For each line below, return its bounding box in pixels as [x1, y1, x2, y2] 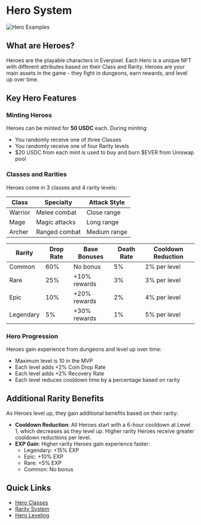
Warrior [9, 208, 31, 216]
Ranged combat [35, 227, 81, 236]
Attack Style [89, 198, 125, 207]
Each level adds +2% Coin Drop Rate [14, 363, 106, 371]
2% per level [145, 262, 181, 271]
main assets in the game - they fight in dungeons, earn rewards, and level [6, 69, 188, 77]
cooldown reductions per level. [14, 433, 92, 441]
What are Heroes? [6, 41, 75, 51]
